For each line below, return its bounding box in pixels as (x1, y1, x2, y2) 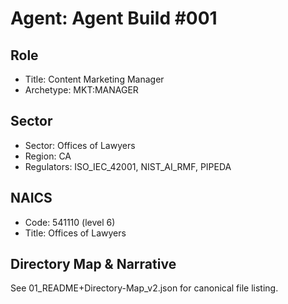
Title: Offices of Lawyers (24, 227, 127, 239)
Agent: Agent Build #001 (10, 7, 218, 30)
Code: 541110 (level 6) (24, 216, 116, 228)
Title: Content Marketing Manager (24, 73, 165, 85)
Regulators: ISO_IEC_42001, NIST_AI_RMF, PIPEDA (24, 160, 232, 172)
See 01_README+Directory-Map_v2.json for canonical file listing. (10, 282, 279, 294)
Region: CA (24, 150, 72, 162)
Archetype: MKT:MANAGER (24, 84, 139, 96)
